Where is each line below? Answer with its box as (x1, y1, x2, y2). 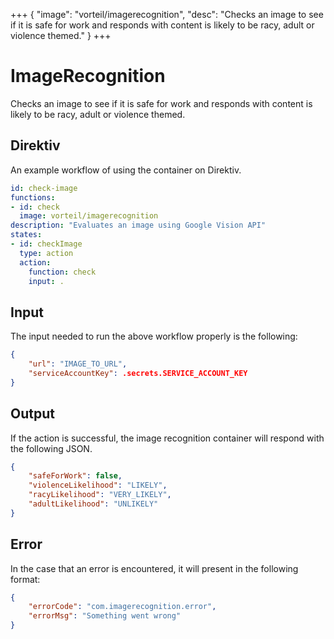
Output (10, 405, 55, 423)
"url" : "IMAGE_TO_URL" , (28, 359, 128, 369)
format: (10, 573, 41, 585)
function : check (28, 267, 97, 277)
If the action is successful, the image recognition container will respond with (10, 432, 325, 444)
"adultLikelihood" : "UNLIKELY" (28, 499, 159, 509)
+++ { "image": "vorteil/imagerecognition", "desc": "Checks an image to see (10, 9, 324, 20)
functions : (10, 192, 56, 203)
